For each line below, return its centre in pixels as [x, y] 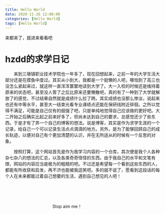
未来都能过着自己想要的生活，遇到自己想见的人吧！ [69, 176]
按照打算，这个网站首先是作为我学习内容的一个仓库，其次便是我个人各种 [87, 152]
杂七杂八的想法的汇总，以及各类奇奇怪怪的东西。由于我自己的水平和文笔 [78, 158]
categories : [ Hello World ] [33, 19]
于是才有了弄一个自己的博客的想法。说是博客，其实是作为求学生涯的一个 [87, 123]
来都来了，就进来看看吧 [29, 38]
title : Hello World [25, 10]
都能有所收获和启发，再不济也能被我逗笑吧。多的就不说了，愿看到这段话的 [80, 170]
